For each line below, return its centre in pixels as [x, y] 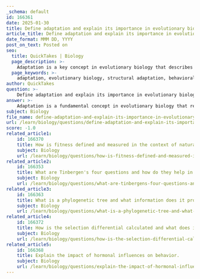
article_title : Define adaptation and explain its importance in [89, 34]
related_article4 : [29, 217]
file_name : [20, 117]
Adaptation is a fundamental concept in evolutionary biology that [102, 106]
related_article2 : [29, 162]
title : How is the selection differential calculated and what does [104, 228]
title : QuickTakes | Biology [48, 56]
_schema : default [28, 12]
